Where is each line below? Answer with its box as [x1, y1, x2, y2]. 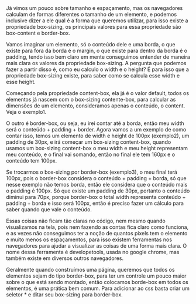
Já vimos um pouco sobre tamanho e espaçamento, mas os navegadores [6, 5, 183, 12]
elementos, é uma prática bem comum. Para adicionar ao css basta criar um [6, 285, 190, 292]
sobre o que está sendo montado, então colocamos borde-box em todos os [6, 279, 189, 286]
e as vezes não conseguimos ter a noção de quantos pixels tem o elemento [6, 230, 188, 237]
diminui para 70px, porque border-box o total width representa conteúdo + [6, 194, 186, 201]
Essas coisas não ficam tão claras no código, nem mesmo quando [6, 217, 166, 225]
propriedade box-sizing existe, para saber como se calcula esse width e [6, 72, 180, 79]
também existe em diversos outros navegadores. [6, 255, 124, 262]
